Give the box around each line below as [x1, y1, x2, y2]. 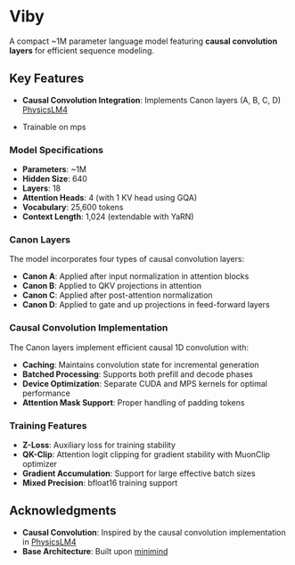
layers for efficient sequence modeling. [9, 45, 154, 55]
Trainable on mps [21, 121, 86, 132]
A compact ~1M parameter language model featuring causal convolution [9, 36, 278, 46]
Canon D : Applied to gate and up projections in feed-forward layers [21, 299, 270, 310]
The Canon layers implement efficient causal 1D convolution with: [9, 341, 250, 353]
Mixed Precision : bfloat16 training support [21, 477, 178, 487]
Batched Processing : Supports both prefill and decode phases [21, 368, 254, 380]
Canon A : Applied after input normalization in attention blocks [21, 271, 250, 282]
